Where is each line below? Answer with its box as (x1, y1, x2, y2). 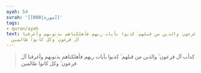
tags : (6, 20, 20, 26)
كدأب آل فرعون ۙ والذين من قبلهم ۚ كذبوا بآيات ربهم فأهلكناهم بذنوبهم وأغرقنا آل (20, 53, 195, 60)
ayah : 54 (6, 8, 28, 15)
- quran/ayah (6, 25, 39, 32)
